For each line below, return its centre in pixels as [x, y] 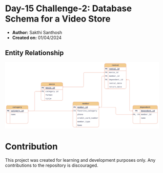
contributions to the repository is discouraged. [52, 165]
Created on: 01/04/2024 [37, 38]
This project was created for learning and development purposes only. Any [80, 160]
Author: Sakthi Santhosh [37, 32]
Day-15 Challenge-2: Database [68, 9]
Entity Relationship [35, 53]
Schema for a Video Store [58, 19]
